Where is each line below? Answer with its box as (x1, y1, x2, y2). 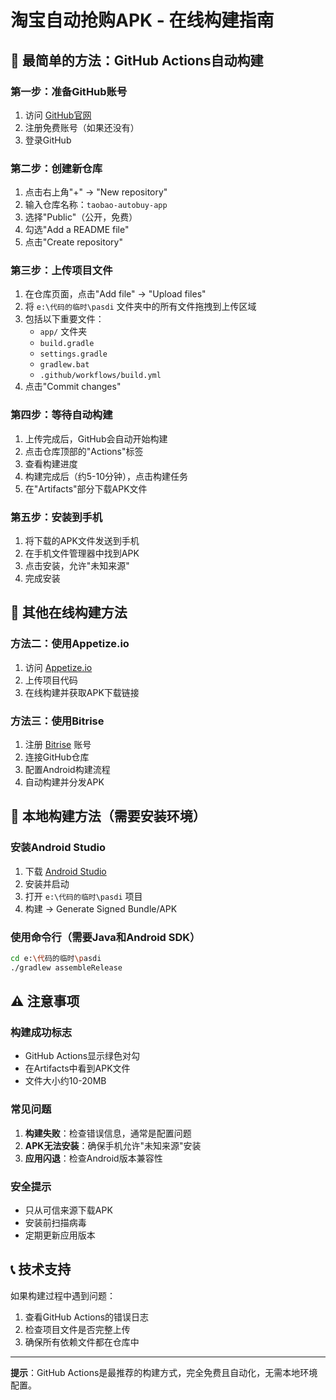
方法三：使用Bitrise (10, 714, 105, 728)
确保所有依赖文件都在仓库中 (24, 1336, 140, 1348)
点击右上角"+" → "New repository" (24, 186, 168, 198)
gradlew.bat (39, 360, 90, 370)
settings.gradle (39, 349, 108, 360)
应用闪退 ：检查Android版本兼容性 (24, 1152, 163, 1164)
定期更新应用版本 (24, 1229, 96, 1241)
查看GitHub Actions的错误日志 (24, 1311, 150, 1323)
